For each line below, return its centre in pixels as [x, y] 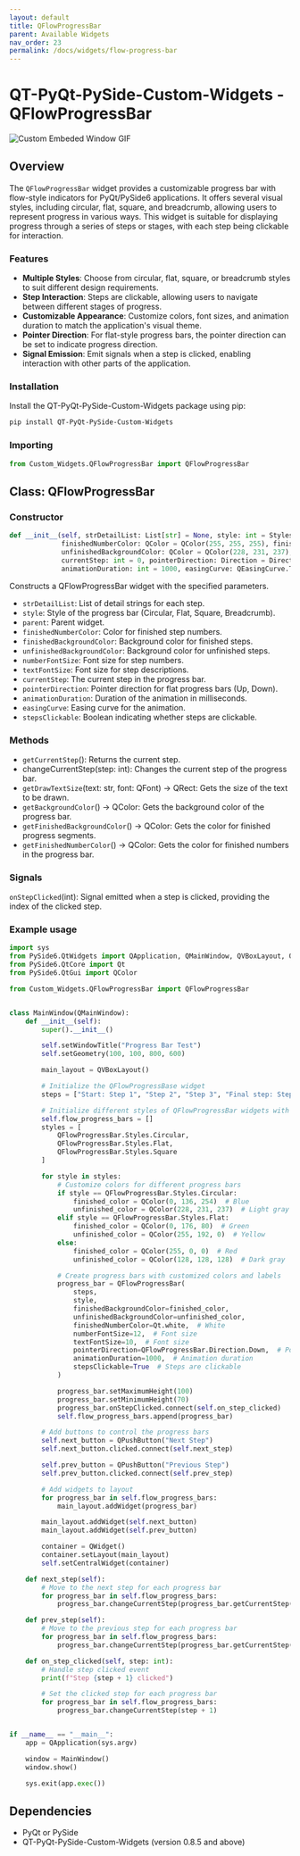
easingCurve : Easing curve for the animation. [104, 707]
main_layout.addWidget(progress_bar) [127, 1506]
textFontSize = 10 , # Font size [131, 1342]
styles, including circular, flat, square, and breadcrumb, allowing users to [143, 207]
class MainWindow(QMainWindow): [69, 1013]
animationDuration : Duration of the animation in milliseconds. [134, 698]
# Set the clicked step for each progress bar [129, 1694]
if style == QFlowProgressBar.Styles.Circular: [147, 1193]
